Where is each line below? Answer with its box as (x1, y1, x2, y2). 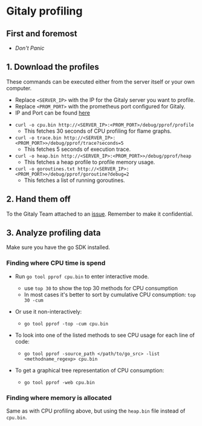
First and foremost (6, 28, 77, 39)
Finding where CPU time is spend (6, 259, 106, 267)
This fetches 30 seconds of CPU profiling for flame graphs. (24, 127, 172, 135)
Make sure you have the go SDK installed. (6, 244, 111, 251)
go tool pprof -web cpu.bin (24, 379, 95, 385)
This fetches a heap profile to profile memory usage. (24, 158, 155, 165)
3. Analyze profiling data (6, 228, 101, 238)
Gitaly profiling (6, 4, 83, 18)
